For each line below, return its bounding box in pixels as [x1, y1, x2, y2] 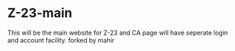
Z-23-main [7, 5, 72, 21]
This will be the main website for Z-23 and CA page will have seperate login [7, 28, 229, 37]
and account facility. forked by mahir [7, 35, 115, 44]
